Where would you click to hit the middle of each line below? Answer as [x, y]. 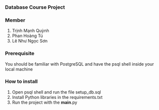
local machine [19, 69]
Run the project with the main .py [44, 102]
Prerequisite [20, 54]
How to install [21, 82]
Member [15, 20]
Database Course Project [35, 7]
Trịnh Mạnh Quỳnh [30, 31]
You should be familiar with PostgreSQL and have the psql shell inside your [79, 64]
